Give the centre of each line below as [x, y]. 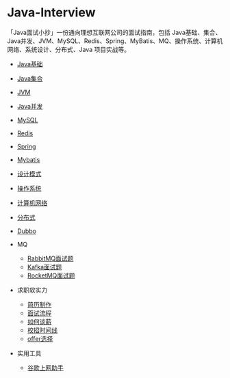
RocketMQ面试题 [51, 275]
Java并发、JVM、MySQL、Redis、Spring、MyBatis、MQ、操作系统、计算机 [115, 41]
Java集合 [30, 78]
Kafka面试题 [44, 267]
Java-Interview [51, 13]
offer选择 [40, 338]
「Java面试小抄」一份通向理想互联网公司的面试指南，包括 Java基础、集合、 [114, 32]
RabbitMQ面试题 [50, 258]
